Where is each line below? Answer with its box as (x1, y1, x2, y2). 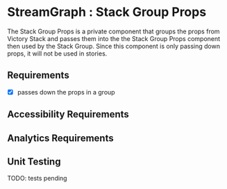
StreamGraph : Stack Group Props (7, 4, 207, 20)
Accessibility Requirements (7, 108, 130, 120)
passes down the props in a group (17, 88, 116, 96)
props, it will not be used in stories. (7, 49, 108, 58)
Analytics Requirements (7, 132, 114, 144)
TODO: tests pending (7, 174, 67, 183)
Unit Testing (7, 156, 61, 167)
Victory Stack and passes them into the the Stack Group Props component (7, 34, 221, 42)
